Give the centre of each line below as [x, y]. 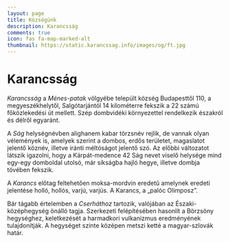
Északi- [186, 204]
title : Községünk [32, 20]
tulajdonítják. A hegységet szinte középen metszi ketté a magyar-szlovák [110, 225]
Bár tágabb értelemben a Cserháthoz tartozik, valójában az [91, 204]
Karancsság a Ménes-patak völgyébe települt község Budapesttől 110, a [109, 98]
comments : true [29, 33]
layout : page [26, 13]
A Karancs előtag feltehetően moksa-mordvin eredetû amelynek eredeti [109, 183]
